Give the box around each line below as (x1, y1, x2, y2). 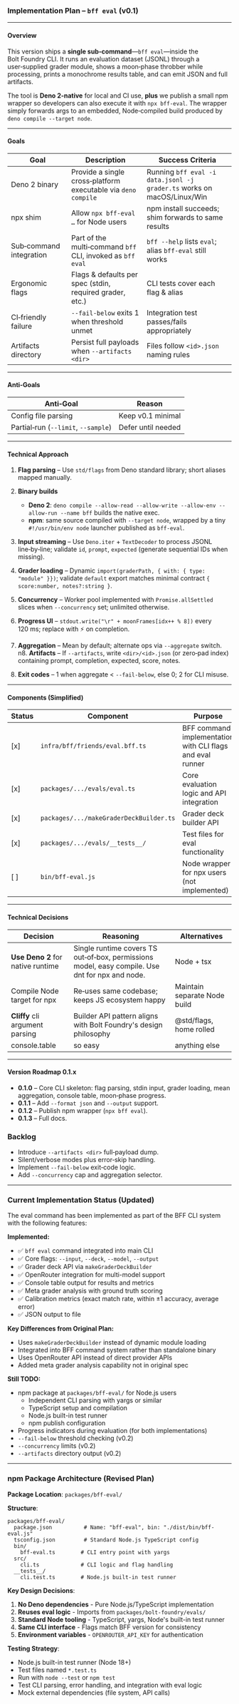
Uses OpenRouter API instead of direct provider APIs (17, 1353, 173, 1362)
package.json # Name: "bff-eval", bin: (14, 1524, 161, 1531)
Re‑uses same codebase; (73, 986, 158, 996)
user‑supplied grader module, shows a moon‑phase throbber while (7, 62, 203, 71)
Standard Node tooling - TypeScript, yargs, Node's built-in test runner (17, 1615, 225, 1623)
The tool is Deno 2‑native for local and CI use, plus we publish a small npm (7, 91, 229, 100)
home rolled (174, 1024, 215, 1034)
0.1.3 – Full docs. (17, 1114, 68, 1122)
